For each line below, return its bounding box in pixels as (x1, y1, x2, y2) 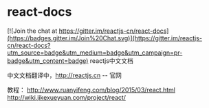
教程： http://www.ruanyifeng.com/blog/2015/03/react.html (7, 85, 175, 94)
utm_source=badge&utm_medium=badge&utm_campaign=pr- (7, 49, 183, 57)
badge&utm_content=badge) (7, 56, 89, 65)
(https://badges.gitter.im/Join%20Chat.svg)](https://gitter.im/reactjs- (7, 33, 203, 42)
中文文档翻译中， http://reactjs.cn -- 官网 (7, 71, 122, 79)
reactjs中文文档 (89, 56, 134, 65)
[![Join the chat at (7, 27, 58, 35)
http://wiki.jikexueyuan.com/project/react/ (7, 93, 126, 101)
